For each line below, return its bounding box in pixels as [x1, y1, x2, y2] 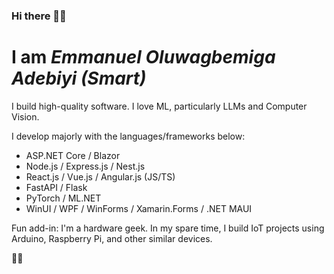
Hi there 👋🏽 [11, 9, 67, 23]
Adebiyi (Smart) [11, 67, 147, 90]
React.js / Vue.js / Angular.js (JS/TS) [25, 170, 176, 183]
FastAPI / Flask [25, 181, 88, 193]
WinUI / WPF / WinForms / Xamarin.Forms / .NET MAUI [25, 202, 253, 214]
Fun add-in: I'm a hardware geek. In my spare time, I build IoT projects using [11, 222, 325, 234]
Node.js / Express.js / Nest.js [25, 160, 146, 172]
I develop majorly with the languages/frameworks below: [11, 130, 246, 142]
